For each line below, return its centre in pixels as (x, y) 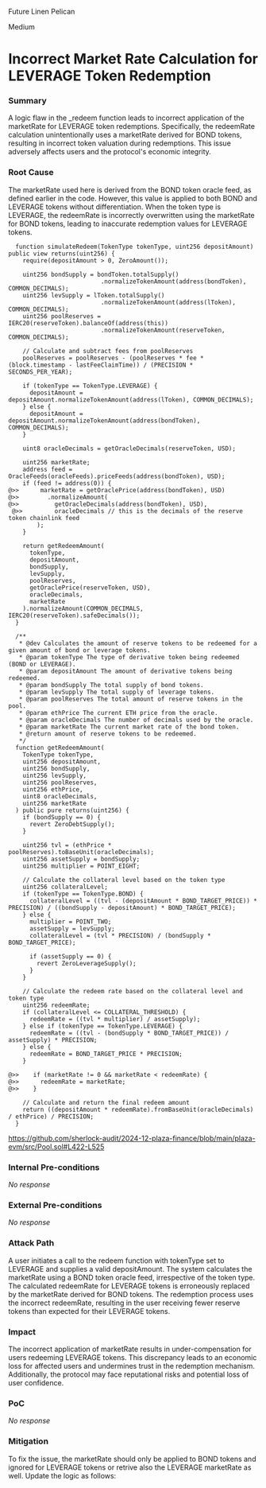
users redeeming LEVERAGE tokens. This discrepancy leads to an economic (133, 1357)
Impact (22, 1331)
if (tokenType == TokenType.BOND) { (83, 894)
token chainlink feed (44, 518)
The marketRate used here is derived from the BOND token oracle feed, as (130, 189)
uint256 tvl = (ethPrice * (67, 845)
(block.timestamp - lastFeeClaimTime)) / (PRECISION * (101, 365)
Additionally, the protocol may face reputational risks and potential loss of (129, 1374)
